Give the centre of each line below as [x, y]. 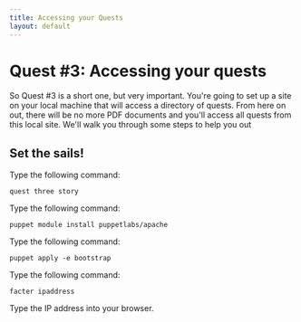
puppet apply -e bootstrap [60, 259]
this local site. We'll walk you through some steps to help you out [131, 125]
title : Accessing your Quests [67, 18]
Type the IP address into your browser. [82, 308]
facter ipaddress [42, 292]
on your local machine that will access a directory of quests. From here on [148, 106]
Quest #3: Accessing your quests [138, 71]
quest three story [44, 192]
